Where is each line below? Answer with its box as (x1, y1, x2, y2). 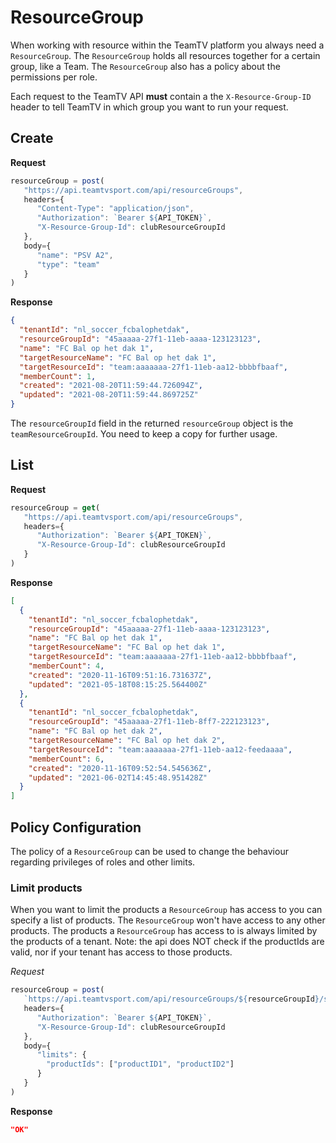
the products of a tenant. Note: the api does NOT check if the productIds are (10, 936, 325, 948)
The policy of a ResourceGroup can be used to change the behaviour (10, 846, 289, 857)
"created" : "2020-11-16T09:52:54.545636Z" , (28, 763, 213, 773)
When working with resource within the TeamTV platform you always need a (10, 39, 325, 51)
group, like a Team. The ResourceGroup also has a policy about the (10, 60, 281, 72)
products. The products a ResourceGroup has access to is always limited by (10, 925, 318, 937)
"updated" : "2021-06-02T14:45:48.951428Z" (28, 772, 208, 783)
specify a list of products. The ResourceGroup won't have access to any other (10, 914, 326, 926)
